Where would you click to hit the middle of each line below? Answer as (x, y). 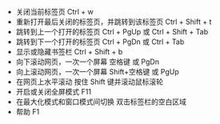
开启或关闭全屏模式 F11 (54, 92)
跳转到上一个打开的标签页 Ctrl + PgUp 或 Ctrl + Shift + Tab (112, 32)
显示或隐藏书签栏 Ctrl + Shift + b (69, 52)
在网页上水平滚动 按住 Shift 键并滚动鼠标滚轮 (90, 82)
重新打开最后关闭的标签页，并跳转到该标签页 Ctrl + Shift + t (114, 22)
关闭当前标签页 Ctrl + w (55, 12)
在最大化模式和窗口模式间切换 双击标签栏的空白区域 (101, 102)
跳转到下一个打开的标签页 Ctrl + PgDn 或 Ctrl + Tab (100, 42)
